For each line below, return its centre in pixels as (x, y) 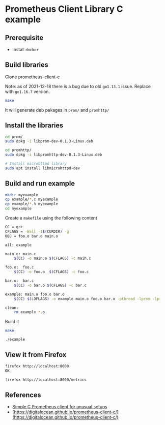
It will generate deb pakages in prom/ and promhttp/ (57, 110)
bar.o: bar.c (20, 281)
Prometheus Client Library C (64, 9)
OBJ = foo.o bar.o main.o (31, 236)
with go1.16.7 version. (27, 91)
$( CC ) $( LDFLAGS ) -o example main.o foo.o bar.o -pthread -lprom (82, 299)
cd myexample (18, 209)
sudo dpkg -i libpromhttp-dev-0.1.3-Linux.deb (54, 155)
